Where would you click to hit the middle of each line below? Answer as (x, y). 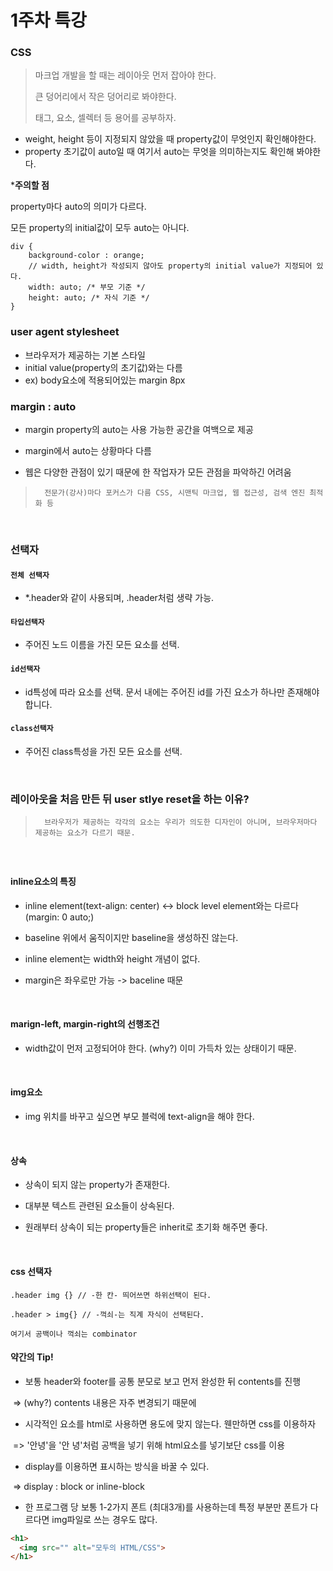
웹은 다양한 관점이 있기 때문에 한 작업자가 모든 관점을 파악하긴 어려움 (158, 472)
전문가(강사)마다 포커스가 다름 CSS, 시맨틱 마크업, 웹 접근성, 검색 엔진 (175, 493)
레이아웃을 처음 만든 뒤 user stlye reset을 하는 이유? (130, 799)
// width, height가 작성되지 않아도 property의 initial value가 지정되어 (170, 266)
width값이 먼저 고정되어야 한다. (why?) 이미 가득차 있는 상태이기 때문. (160, 1048)
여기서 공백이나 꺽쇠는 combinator (74, 1334)
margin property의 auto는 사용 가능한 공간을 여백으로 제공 (139, 430)
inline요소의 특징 (43, 882)
